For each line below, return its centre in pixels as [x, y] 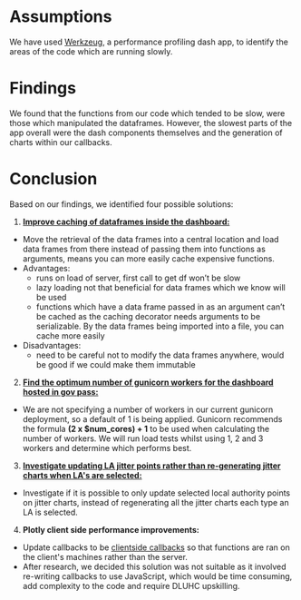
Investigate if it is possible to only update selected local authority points [156, 493]
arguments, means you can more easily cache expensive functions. [148, 258]
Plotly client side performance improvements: [111, 529]
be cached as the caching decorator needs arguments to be [148, 316]
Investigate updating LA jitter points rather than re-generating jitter [151, 466]
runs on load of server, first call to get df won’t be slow [138, 278]
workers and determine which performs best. [107, 448]
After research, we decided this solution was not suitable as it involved [155, 566]
